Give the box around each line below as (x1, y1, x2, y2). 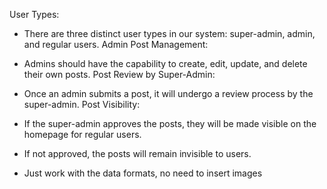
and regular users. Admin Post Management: (23, 39, 209, 50)
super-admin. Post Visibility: (23, 99, 141, 110)
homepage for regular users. (23, 129, 142, 140)
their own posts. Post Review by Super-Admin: (23, 69, 216, 80)
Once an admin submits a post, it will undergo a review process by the (23, 88, 314, 99)
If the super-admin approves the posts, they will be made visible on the (23, 118, 317, 129)
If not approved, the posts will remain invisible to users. (23, 148, 252, 159)
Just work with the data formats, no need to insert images (23, 167, 263, 179)
